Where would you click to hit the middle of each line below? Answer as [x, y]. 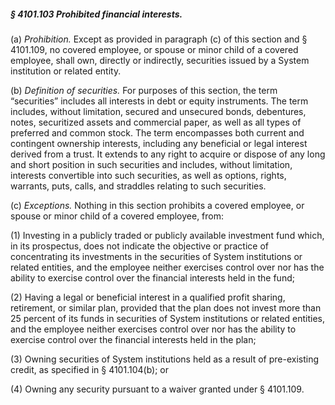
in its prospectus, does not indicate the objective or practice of [139, 246]
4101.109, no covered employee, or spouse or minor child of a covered [154, 49]
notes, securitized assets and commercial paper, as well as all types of [156, 122]
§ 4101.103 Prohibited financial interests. [96, 14]
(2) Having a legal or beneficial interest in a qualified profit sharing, [148, 297]
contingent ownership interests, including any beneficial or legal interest [159, 143]
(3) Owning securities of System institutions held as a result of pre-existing [165, 359]
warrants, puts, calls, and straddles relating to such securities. [138, 186]
